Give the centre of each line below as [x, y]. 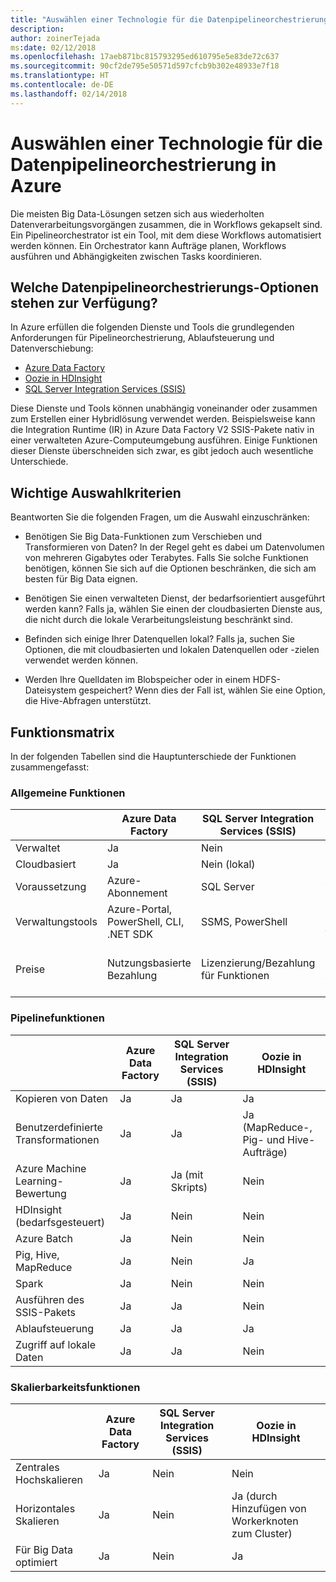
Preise [30, 969]
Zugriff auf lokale [56, 1344]
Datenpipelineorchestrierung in [143, 164]
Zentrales [37, 1467]
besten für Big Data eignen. [81, 579]
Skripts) [189, 1187]
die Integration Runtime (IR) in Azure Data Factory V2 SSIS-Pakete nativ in [162, 430]
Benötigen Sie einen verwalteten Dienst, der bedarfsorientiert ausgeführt [175, 598]
